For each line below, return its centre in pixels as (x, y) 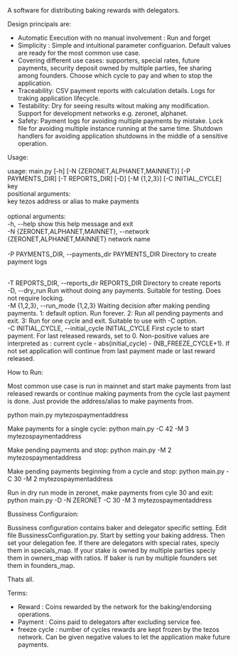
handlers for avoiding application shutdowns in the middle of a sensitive (123, 136)
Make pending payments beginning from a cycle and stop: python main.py (116, 471)
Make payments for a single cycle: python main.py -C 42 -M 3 (98, 429)
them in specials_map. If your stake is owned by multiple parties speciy (112, 550)
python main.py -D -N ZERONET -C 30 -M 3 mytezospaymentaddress (110, 500)
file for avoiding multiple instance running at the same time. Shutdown (120, 128)
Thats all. (21, 579)
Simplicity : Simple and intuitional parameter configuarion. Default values (124, 45)
